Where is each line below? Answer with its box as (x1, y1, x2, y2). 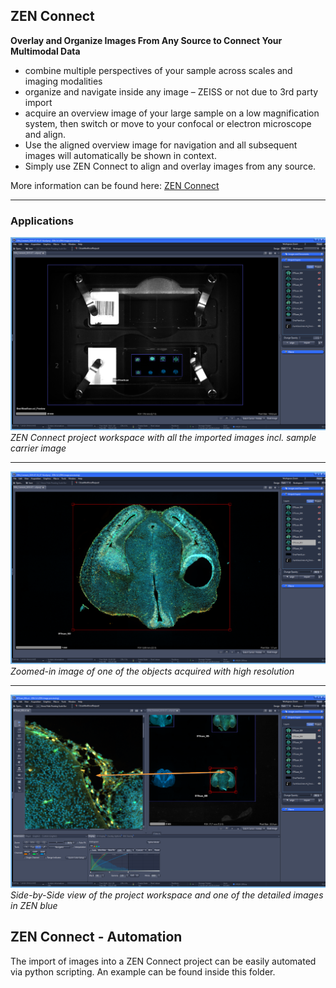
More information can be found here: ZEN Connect (10, 179, 220, 191)
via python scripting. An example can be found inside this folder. (10, 965, 276, 978)
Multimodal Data (10, 45, 81, 57)
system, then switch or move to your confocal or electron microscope (24, 117, 312, 129)
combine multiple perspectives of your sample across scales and (24, 64, 293, 76)
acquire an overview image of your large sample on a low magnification (24, 107, 320, 119)
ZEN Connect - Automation (10, 929, 183, 946)
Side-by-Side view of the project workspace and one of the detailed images (10, 889, 324, 901)
